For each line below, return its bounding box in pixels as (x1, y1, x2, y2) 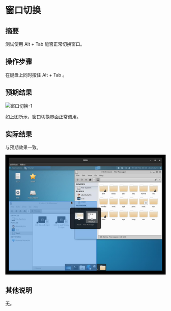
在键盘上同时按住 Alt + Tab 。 (5, 72, 67, 78)
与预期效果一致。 (5, 144, 41, 150)
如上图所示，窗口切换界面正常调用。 (5, 113, 81, 120)
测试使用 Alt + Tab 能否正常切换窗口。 (5, 41, 85, 47)
